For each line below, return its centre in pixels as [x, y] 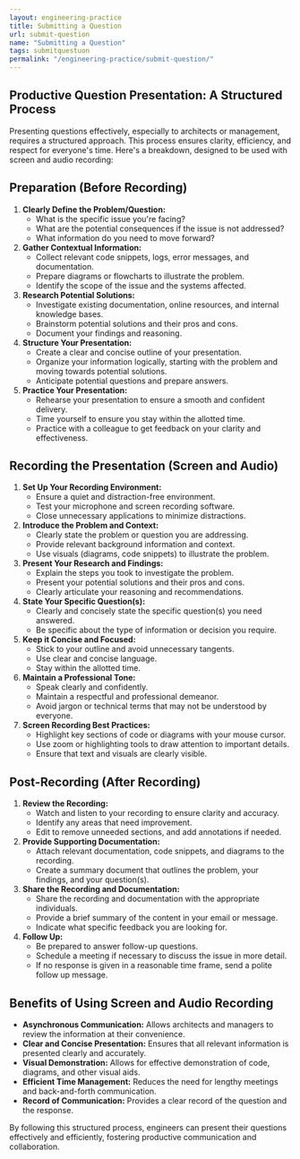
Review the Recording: [65, 803]
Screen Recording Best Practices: [86, 725]
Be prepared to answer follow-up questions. [117, 947]
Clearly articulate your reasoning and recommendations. [140, 592]
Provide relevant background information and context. [135, 545]
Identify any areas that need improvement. [114, 823]
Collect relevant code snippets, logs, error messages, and [142, 257]
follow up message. [72, 975]
